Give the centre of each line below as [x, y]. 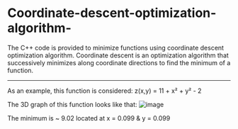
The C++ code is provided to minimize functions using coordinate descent [116, 47]
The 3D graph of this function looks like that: [72, 104]
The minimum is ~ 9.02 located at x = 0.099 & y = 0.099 [89, 118]
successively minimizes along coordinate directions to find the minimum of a [119, 62]
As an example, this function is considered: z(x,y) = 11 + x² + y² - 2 [104, 91]
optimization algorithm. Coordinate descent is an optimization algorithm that [118, 55]
